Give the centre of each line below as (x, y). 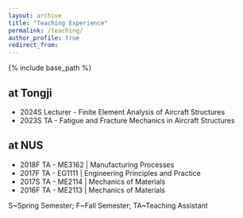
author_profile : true (44, 38)
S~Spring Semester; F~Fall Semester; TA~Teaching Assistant (108, 205)
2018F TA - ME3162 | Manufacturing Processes (97, 165)
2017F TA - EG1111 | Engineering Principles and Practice (110, 173)
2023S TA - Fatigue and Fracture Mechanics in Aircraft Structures (127, 120)
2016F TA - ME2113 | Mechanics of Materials (92, 190)
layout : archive (35, 16)
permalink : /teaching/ (46, 30)
